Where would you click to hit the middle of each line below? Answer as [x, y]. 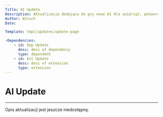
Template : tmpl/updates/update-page [42, 32]
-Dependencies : [20, 41]
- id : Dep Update [31, 45]
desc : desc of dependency [44, 50]
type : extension [34, 68]
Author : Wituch [20, 18]
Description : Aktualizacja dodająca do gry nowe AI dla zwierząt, [73, 14]
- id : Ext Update [31, 59]
